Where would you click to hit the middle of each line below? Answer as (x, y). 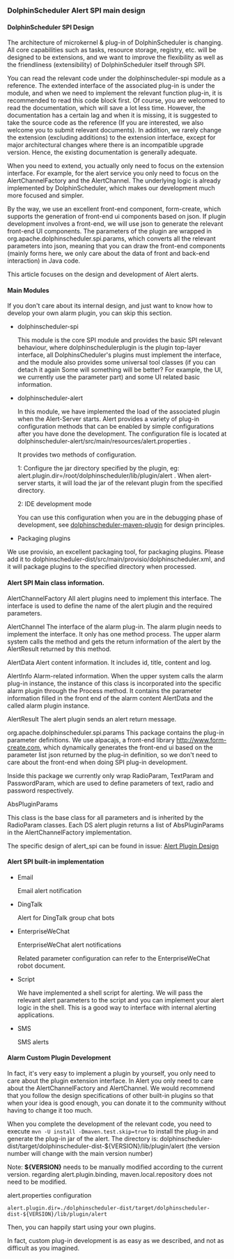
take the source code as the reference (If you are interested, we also (106, 123)
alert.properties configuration (49, 1195)
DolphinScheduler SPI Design (50, 27)
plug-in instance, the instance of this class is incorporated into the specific (114, 683)
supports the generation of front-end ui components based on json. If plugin (117, 216)
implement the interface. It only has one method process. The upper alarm (114, 634)
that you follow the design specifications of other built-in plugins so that (110, 1095)
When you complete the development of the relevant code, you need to (110, 1124)
